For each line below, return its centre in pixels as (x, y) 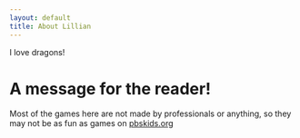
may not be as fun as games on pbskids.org (92, 123)
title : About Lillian (50, 26)
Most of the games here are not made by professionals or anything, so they (150, 113)
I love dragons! (37, 52)
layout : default (40, 18)
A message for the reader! (110, 89)
